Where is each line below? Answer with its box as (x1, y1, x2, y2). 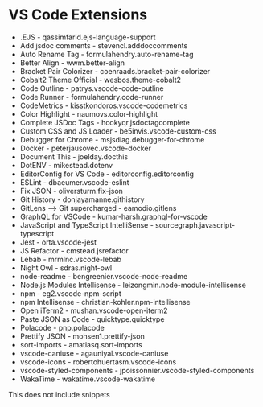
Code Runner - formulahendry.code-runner (19, 92, 164, 101)
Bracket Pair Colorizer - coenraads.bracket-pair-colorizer (19, 66, 211, 76)
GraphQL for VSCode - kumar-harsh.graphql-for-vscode (19, 212, 208, 221)
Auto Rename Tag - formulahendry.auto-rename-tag (19, 49, 194, 59)
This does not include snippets (8, 389, 110, 399)
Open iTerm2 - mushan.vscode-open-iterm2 (19, 306, 168, 315)
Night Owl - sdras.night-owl (19, 263, 113, 273)
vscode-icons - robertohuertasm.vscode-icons (19, 356, 177, 367)
